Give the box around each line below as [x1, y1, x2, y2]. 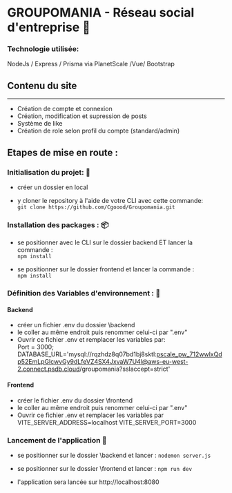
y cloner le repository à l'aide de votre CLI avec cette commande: [17, 196, 204, 204]
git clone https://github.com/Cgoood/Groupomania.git [17, 204, 175, 211]
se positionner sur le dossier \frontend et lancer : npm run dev [17, 464, 192, 472]
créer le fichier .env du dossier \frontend [17, 396, 133, 405]
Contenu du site [7, 79, 77, 91]
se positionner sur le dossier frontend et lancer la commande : [17, 265, 195, 273]
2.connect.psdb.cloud [17, 365, 80, 374]
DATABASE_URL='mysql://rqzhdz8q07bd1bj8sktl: [17, 350, 157, 358]
